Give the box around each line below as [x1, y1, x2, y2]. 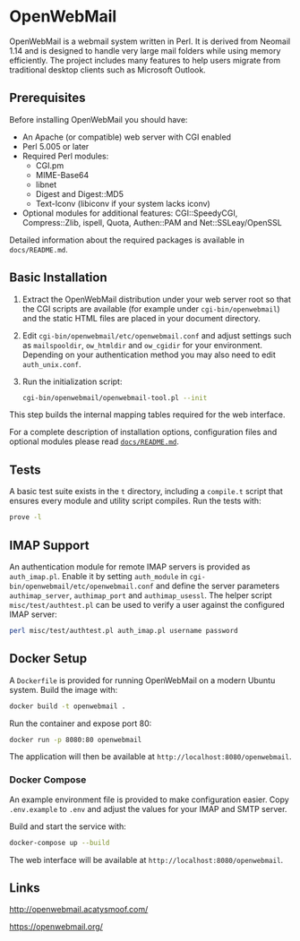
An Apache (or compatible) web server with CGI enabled [21, 132, 231, 142]
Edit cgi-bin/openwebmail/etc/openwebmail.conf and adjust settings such [21, 329, 292, 341]
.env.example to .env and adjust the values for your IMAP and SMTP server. [9, 803, 287, 814]
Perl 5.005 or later [21, 141, 90, 151]
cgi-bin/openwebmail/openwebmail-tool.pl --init [21, 393, 208, 402]
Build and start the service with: [9, 821, 127, 832]
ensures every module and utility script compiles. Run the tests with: [9, 495, 261, 507]
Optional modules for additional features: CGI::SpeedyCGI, [21, 208, 238, 218]
